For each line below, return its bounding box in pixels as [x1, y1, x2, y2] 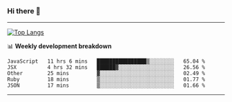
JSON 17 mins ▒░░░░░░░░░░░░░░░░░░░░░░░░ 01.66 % [7, 82, 206, 89]
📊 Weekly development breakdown [7, 42, 112, 50]
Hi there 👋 [7, 6, 41, 16]
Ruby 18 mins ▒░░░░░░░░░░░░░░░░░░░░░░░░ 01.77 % [7, 76, 206, 83]
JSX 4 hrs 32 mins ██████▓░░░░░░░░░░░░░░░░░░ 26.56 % [7, 64, 206, 71]
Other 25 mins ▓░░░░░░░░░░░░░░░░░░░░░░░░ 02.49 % [7, 70, 206, 77]
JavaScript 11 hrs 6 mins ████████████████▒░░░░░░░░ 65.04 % [7, 58, 206, 65]
